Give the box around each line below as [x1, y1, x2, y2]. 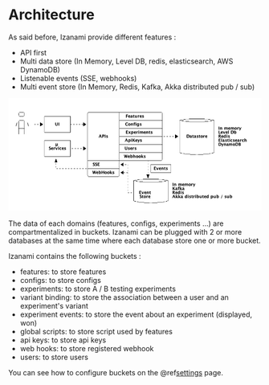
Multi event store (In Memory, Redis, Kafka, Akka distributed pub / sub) [19, 82, 255, 92]
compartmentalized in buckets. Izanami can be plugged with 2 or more [8, 227, 243, 237]
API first [19, 47, 47, 57]
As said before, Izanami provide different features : [8, 32, 177, 42]
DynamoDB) [19, 64, 60, 74]
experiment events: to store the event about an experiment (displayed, [19, 309, 253, 319]
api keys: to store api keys [19, 335, 107, 345]
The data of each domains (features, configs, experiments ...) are [8, 219, 224, 228]
